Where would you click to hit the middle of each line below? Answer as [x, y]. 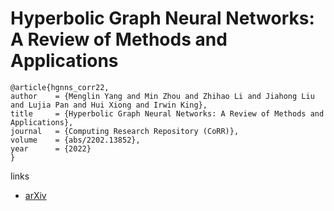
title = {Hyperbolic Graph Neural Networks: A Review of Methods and [167, 113]
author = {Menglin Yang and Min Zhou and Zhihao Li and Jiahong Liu [162, 96]
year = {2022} [51, 148]
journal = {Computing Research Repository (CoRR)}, [125, 131]
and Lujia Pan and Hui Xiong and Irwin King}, [109, 105]
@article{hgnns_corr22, [60, 87]
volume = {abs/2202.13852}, [75, 140]
